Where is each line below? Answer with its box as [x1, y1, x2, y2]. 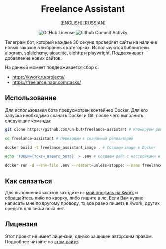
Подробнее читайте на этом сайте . [5, 238, 79, 244]
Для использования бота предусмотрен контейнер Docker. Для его [5, 107, 148, 113]
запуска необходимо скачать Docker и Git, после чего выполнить [5, 112, 144, 118]
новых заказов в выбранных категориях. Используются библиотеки [5, 44, 149, 50]
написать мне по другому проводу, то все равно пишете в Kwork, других [5, 200, 160, 206]
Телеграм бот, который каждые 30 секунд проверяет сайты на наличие [5, 39, 157, 45]
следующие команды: [5, 118, 52, 124]
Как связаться [5, 177, 52, 185]
